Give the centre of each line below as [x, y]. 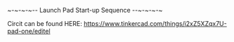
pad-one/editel [29, 31]
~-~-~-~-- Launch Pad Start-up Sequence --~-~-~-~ [85, 10]
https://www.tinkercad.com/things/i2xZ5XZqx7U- [155, 23]
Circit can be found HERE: [45, 23]
